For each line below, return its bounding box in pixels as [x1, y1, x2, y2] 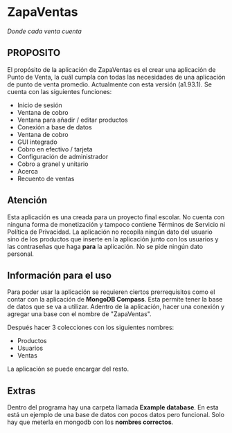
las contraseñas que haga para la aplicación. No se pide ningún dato [7, 242, 203, 250]
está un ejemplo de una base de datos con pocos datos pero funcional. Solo [7, 411, 225, 419]
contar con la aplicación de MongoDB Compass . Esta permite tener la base [7, 295, 223, 304]
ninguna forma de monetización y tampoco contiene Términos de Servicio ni [7, 220, 226, 228]
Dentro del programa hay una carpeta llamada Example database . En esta [7, 403, 220, 412]
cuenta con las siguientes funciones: [7, 87, 112, 95]
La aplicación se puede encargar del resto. [7, 365, 130, 374]
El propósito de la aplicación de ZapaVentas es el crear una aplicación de [7, 65, 216, 73]
